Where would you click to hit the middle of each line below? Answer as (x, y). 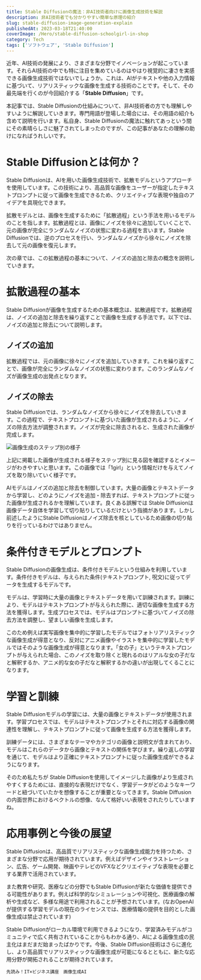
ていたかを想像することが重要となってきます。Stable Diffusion (115, 792)
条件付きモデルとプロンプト (74, 552)
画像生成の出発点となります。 (53, 376)
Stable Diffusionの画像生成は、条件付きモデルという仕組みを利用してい (94, 570)
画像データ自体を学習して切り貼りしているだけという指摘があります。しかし (100, 510)
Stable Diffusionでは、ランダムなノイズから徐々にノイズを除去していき (94, 412)
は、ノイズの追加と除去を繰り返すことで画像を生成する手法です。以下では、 (100, 317)
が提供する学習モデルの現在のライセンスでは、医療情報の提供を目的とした (98, 909)
